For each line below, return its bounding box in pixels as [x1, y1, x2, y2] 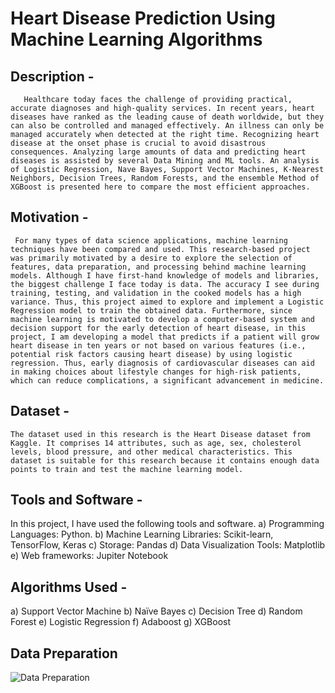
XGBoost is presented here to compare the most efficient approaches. [10, 182, 311, 192]
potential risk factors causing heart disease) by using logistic [10, 349, 293, 359]
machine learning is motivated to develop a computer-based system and [10, 314, 315, 324]
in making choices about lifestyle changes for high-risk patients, [10, 367, 302, 377]
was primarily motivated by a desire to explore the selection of [10, 253, 293, 263]
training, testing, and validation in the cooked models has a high [10, 288, 302, 298]
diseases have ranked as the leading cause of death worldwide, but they [10, 112, 325, 122]
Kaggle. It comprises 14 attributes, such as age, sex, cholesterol [10, 438, 302, 448]
